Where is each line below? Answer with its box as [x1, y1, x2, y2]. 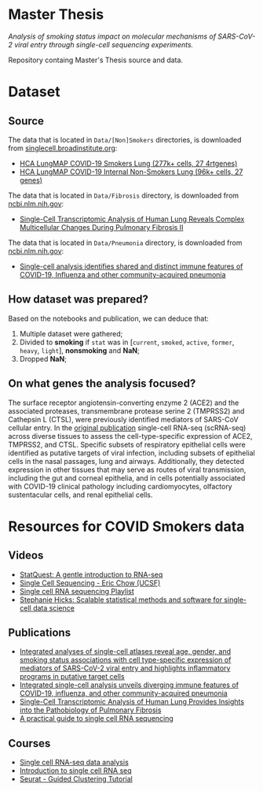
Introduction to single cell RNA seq [19, 766, 132, 775]
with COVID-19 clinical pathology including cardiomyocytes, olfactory [8, 481, 233, 491]
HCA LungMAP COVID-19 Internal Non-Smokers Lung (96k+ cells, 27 [19, 167, 243, 176]
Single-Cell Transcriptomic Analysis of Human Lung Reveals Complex [19, 214, 245, 224]
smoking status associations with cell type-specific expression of [19, 655, 232, 665]
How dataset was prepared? [8, 293, 149, 306]
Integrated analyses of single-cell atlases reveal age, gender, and [19, 647, 232, 656]
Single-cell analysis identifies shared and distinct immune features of [19, 262, 243, 271]
